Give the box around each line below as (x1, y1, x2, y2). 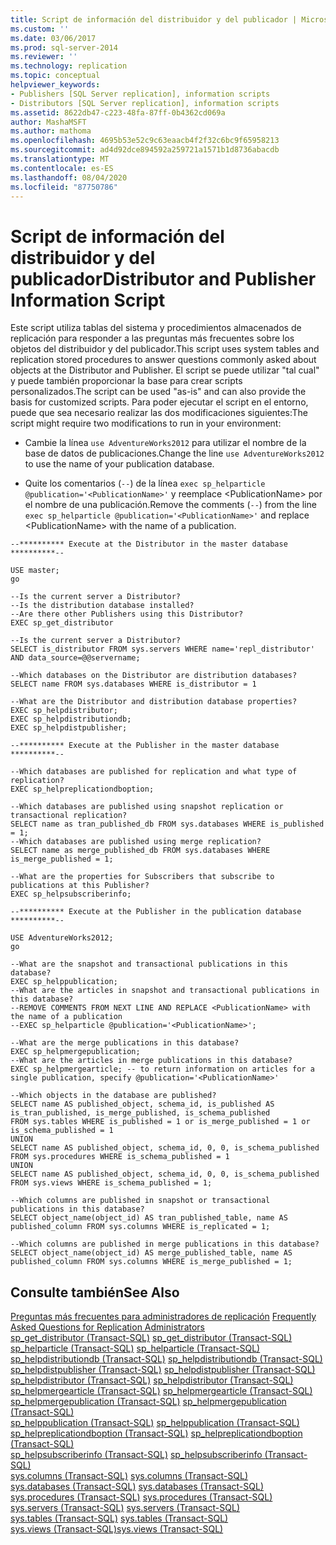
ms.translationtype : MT (10, 154, 110, 164)
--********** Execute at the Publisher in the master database (10, 741, 280, 751)
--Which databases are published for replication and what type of (10, 767, 298, 777)
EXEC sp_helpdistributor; (10, 706, 118, 716)
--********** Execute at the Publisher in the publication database (10, 907, 302, 917)
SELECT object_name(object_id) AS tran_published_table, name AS (10, 1213, 288, 1223)
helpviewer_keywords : (10, 80, 101, 90)
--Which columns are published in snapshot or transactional (10, 1196, 271, 1206)
